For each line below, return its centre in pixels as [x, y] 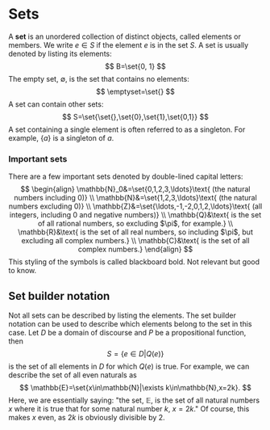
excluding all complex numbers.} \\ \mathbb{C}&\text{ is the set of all [135, 241]
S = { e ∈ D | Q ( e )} [135, 354]
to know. [23, 271]
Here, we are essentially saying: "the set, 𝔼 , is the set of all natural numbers [134, 400]
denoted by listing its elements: [60, 53]
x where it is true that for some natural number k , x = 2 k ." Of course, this [129, 409]
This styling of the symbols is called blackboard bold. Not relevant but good [134, 262]
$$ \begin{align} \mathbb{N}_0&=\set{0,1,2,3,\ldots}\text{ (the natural [135, 189]
